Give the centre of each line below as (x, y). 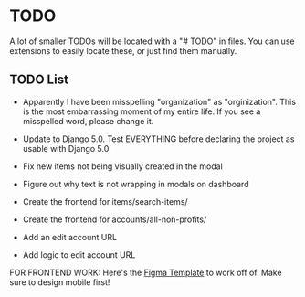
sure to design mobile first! (60, 282)
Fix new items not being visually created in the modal (123, 166)
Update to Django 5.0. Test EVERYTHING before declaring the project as (158, 139)
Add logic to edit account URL (79, 255)
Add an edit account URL (69, 237)
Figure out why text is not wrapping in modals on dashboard (136, 184)
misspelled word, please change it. (88, 121)
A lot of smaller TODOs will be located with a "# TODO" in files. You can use (152, 41)
